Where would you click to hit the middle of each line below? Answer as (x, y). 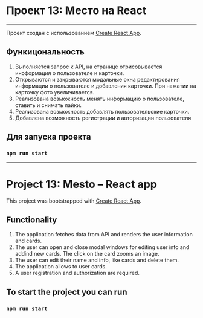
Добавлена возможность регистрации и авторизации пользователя (103, 118)
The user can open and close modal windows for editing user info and (102, 247)
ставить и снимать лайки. (48, 105)
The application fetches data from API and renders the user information (104, 235)
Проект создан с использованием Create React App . (74, 33)
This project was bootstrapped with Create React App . (74, 201)
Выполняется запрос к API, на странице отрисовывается (89, 67)
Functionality (32, 220)
